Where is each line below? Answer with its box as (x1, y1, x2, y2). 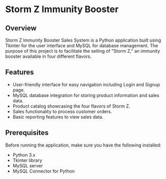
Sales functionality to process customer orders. (12, 108, 112, 115)
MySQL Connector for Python (12, 168, 75, 174)
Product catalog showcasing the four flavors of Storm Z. (12, 103, 130, 109)
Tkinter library (12, 157, 42, 163)
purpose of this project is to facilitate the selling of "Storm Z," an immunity (5, 48, 160, 54)
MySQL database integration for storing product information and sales (12, 92, 159, 98)
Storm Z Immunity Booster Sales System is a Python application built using (5, 37, 161, 43)
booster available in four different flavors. (5, 53, 92, 59)
